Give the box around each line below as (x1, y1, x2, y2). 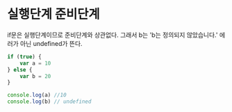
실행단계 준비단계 (7, 6, 100, 22)
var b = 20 (19, 72, 51, 80)
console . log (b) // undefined (7, 98, 92, 105)
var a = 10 (19, 60, 51, 67)
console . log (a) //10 (7, 92, 67, 99)
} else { (7, 66, 33, 73)
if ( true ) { (7, 53, 42, 60)
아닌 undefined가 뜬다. (19, 39, 83, 47)
